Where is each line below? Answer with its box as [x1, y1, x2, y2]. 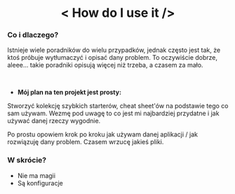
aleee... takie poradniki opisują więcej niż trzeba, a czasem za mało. [7, 61, 203, 70]
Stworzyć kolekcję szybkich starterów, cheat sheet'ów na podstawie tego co [7, 102, 229, 110]
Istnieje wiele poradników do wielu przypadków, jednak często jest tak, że [7, 46, 221, 54]
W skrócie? [7, 155, 47, 165]
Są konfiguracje [17, 179, 63, 187]
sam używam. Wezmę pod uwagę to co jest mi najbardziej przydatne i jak [7, 109, 220, 117]
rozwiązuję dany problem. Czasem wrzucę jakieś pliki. [7, 138, 164, 146]
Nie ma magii [17, 171, 56, 180]
